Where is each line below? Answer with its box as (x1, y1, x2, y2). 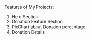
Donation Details (11, 29, 45, 35)
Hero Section (11, 14, 38, 19)
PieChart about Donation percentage (11, 24, 86, 30)
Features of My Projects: (4, 4, 54, 10)
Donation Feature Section (11, 19, 63, 24)
